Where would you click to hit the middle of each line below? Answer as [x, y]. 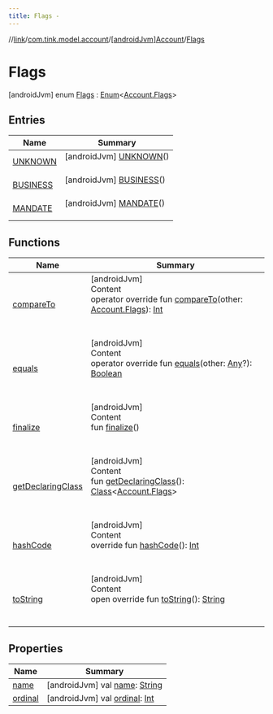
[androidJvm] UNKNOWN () [117, 157]
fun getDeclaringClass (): [137, 481]
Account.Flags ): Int [127, 310]
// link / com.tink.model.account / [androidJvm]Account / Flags [106, 39]
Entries [27, 120]
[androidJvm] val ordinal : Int [100, 698]
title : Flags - [34, 16]
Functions [35, 242]
